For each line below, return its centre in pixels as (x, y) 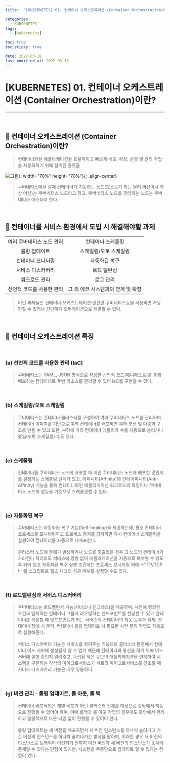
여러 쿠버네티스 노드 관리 (35, 242)
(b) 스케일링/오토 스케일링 (35, 406)
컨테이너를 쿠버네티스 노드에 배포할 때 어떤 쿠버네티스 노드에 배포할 (84, 472)
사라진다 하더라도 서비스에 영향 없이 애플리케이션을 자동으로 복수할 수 (86, 558)
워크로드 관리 (36, 280)
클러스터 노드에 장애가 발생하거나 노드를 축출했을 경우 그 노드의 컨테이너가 (91, 552)
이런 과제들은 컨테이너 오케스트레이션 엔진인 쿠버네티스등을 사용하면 (84, 303)
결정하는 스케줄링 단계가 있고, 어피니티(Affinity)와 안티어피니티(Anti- (91, 478)
